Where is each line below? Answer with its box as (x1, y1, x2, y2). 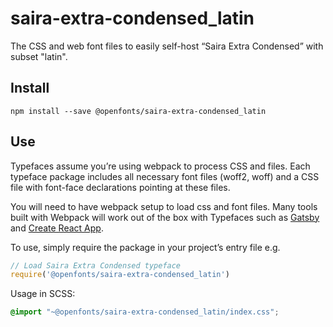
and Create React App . (10, 222, 104, 234)
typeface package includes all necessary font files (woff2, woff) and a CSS (10, 170, 320, 182)
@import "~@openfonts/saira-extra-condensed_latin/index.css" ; (10, 307, 280, 317)
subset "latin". (10, 50, 68, 62)
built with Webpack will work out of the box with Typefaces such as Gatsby (10, 211, 320, 223)
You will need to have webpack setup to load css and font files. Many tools (10, 200, 318, 212)
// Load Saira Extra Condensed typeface (10, 260, 182, 271)
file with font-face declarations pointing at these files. (10, 181, 231, 193)
